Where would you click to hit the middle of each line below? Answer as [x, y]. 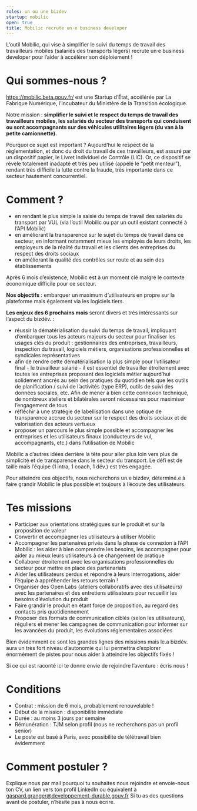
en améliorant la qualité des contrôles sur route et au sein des [89, 260]
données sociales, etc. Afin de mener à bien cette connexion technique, [102, 393]
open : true [19, 22]
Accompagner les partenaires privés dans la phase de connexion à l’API [101, 543]
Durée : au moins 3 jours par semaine [60, 718]
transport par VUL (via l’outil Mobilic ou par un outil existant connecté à [101, 222]
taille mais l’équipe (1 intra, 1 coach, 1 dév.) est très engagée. [79, 467]
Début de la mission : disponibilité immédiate [69, 712]
